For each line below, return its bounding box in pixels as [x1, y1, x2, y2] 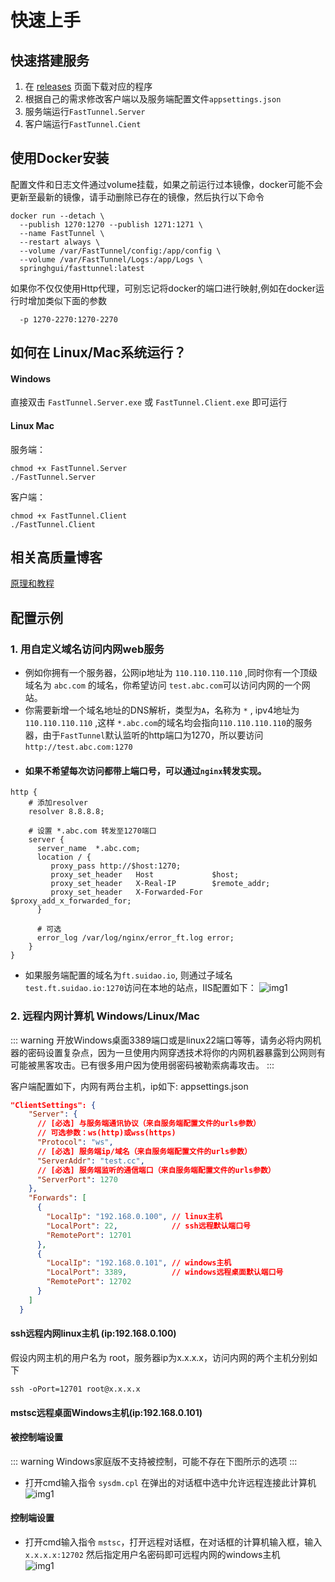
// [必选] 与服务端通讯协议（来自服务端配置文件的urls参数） [36, 1119, 261, 1129]
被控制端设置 [10, 1431, 63, 1443]
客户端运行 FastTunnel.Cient [24, 118, 142, 130]
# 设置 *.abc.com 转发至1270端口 [28, 826, 157, 836]
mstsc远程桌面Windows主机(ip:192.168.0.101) [10, 1406, 203, 1418]
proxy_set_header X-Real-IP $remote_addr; [50, 879, 271, 889]
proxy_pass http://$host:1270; [50, 861, 182, 871]
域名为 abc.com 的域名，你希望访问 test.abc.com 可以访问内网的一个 [24, 679, 302, 691]
